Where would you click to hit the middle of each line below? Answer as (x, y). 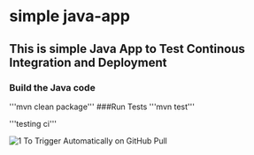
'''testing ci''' (33, 123)
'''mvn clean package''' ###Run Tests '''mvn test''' (102, 107)
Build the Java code (52, 87)
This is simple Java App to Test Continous (127, 49)
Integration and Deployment (88, 62)
